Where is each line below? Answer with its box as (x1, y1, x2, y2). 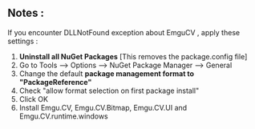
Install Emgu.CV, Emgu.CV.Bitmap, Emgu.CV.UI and (18, 103, 188, 112)
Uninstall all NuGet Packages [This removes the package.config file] (18, 51, 248, 61)
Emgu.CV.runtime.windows (18, 111, 109, 121)
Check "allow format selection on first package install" (18, 86, 200, 95)
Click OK (18, 94, 49, 103)
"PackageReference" (18, 77, 92, 87)
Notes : (7, 6, 45, 20)
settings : (7, 36, 38, 46)
